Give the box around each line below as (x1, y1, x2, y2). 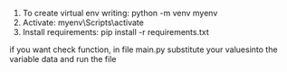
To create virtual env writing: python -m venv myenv (22, 8, 218, 18)
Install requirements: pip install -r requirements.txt (22, 27, 210, 37)
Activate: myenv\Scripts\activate (22, 17, 145, 28)
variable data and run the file (9, 54, 117, 64)
